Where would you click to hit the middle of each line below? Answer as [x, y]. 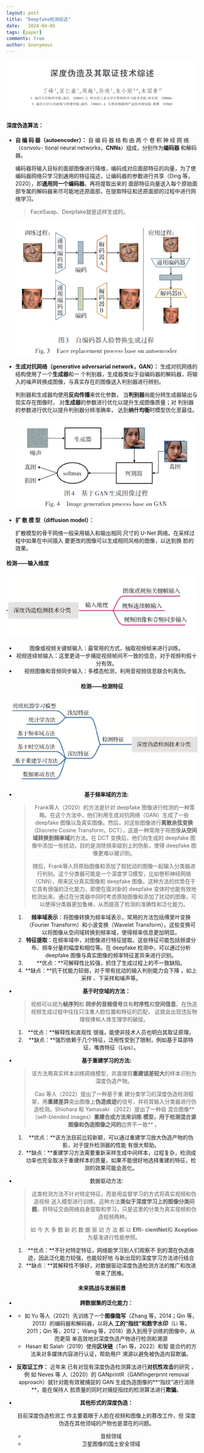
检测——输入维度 [28, 563]
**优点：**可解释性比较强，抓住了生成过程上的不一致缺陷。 [111, 963]
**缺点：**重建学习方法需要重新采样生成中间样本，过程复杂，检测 [108, 1152]
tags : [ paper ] [24, 32]
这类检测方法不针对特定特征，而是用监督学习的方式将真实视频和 [111, 1194]
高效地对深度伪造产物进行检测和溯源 [122, 1339]
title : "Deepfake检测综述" [39, 19]
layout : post [23, 13]
